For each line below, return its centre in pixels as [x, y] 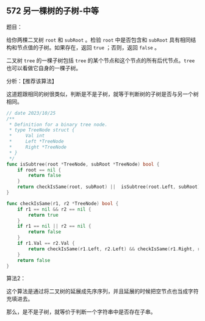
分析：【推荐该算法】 [32, 81]
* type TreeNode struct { [42, 130]
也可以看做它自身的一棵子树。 [44, 68]
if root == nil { [39, 170]
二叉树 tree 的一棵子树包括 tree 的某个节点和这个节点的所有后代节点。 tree [101, 60]
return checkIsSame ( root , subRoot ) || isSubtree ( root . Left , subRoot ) [109, 187]
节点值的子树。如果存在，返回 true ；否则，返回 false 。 [88, 47]
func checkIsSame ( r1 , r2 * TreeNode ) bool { [63, 203]
